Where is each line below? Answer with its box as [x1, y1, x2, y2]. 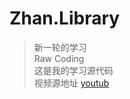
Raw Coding [33, 52, 85, 64]
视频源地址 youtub [33, 77, 110, 89]
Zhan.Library [9, 7, 121, 30]
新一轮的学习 [33, 41, 87, 53]
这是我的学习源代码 [33, 64, 114, 76]
